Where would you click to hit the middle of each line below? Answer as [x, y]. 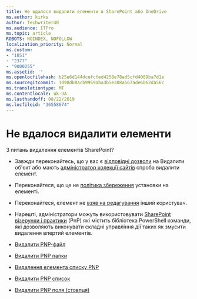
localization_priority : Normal [44, 45]
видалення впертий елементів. [54, 233]
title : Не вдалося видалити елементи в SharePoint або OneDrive [86, 11]
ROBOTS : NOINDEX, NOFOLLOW [39, 39]
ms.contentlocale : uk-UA [36, 94]
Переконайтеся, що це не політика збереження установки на [91, 185]
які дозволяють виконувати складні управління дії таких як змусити [100, 227]
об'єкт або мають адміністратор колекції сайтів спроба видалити [97, 168]
